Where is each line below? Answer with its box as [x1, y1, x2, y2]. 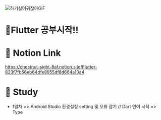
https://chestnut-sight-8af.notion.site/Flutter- [5, 64, 98, 70]
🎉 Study [5, 87, 38, 98]
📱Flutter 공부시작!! [5, 25, 79, 36]
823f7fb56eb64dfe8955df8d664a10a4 [5, 69, 85, 75]
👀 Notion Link [5, 48, 61, 59]
